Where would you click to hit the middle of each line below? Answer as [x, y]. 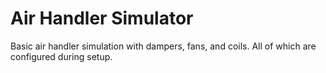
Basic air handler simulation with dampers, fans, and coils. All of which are [163, 46]
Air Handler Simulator [102, 18]
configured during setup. [61, 56]
